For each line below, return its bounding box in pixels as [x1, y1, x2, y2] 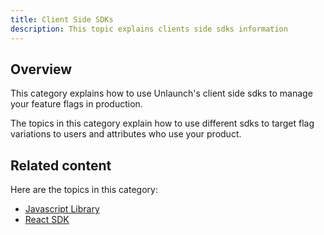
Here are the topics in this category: [10, 184, 158, 196]
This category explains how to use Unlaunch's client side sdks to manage [10, 87, 313, 100]
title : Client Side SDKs [10, 14, 114, 25]
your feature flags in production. [10, 98, 143, 110]
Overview [10, 61, 73, 78]
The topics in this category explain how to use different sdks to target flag [10, 117, 315, 130]
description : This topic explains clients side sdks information [10, 24, 288, 34]
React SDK [24, 214, 70, 226]
